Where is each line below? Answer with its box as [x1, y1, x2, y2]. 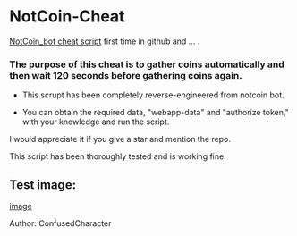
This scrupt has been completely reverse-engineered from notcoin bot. [21, 89, 284, 100]
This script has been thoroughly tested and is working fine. [9, 151, 226, 162]
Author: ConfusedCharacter [9, 218, 112, 229]
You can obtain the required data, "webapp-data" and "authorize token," [21, 107, 289, 118]
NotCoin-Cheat [9, 6, 125, 27]
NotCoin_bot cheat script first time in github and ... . [9, 36, 200, 46]
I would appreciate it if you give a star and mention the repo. [9, 134, 231, 145]
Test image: [9, 177, 77, 192]
